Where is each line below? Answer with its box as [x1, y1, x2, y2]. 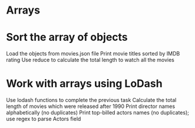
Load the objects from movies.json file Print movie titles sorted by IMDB [6, 50, 180, 57]
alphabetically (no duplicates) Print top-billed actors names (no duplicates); [6, 109, 190, 116]
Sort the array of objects [6, 31, 128, 44]
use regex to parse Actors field [6, 116, 81, 123]
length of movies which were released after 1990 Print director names [6, 103, 176, 110]
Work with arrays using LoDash [6, 77, 163, 90]
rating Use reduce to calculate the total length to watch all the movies [6, 57, 175, 64]
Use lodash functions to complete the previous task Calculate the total [6, 97, 177, 104]
